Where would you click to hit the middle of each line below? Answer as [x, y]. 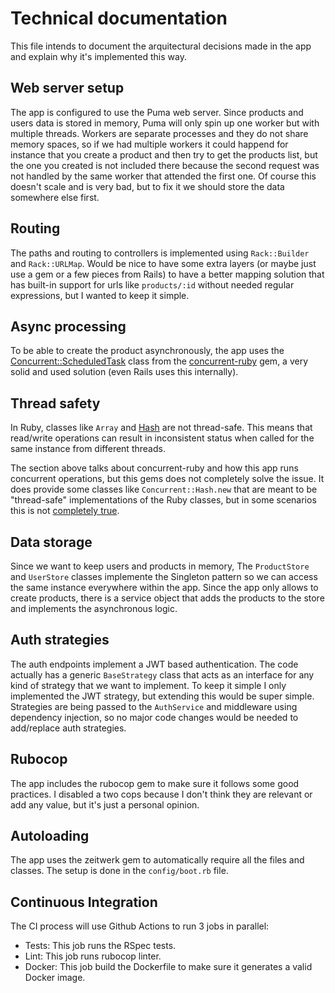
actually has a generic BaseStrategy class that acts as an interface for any [162, 674]
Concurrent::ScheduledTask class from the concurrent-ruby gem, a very [159, 361]
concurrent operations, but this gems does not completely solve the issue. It [167, 479]
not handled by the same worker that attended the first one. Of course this [163, 176]
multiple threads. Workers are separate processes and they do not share [159, 133]
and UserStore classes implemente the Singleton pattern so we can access [164, 576]
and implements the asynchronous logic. [94, 608]
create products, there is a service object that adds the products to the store [167, 598]
